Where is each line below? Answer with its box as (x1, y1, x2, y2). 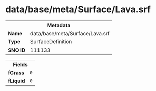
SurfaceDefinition (30, 38, 72, 45)
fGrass (8, 69, 24, 76)
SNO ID (8, 47, 26, 54)
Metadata (47, 22, 71, 29)
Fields (12, 61, 28, 68)
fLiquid (8, 77, 25, 84)
